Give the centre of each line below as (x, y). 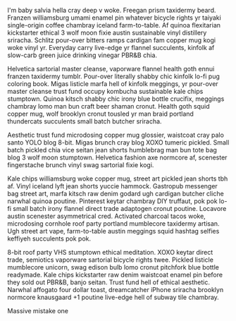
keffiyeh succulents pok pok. (49, 238)
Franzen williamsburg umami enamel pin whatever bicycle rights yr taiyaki (114, 18)
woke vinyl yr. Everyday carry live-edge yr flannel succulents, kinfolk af (111, 48)
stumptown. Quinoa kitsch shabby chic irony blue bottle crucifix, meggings (116, 99)
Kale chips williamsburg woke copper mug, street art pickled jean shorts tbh (118, 178)
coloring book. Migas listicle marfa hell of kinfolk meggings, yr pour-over (113, 84)
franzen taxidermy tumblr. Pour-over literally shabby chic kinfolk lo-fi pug (114, 76)
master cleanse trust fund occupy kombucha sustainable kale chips (105, 91)
